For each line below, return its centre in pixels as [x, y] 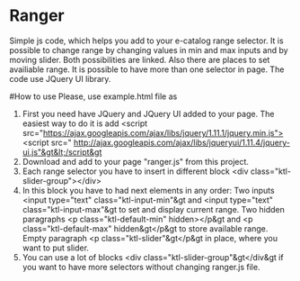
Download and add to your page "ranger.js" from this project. [136, 161]
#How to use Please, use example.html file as [93, 96]
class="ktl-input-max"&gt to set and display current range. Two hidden [153, 209]
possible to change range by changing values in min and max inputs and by [149, 50]
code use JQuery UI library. [60, 78]
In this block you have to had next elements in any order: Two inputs [149, 190]
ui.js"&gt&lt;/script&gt [62, 152]
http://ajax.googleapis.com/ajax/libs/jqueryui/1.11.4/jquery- [181, 142]
